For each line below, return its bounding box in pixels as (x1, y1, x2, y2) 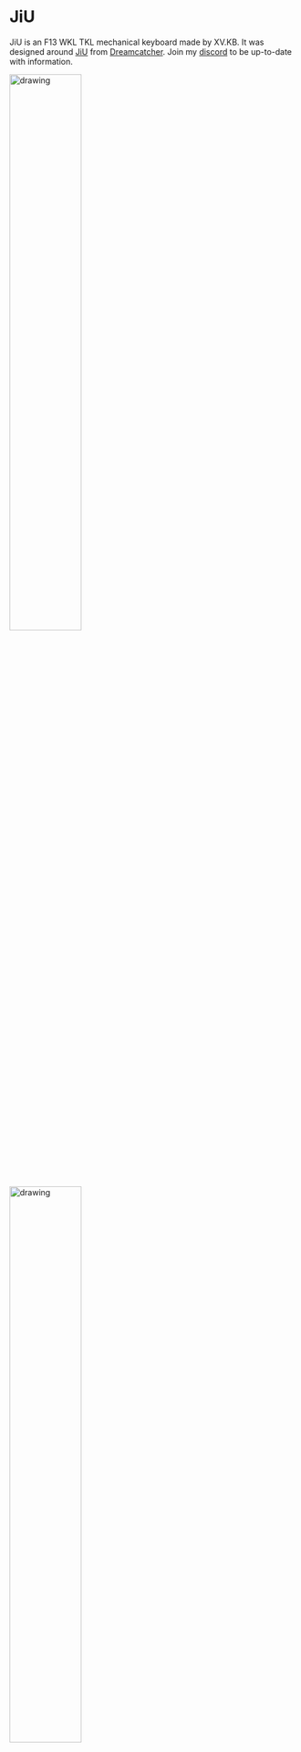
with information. (9, 56, 73, 67)
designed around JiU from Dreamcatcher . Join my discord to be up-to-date (9, 46, 293, 57)
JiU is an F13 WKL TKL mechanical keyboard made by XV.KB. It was (9, 36, 265, 47)
